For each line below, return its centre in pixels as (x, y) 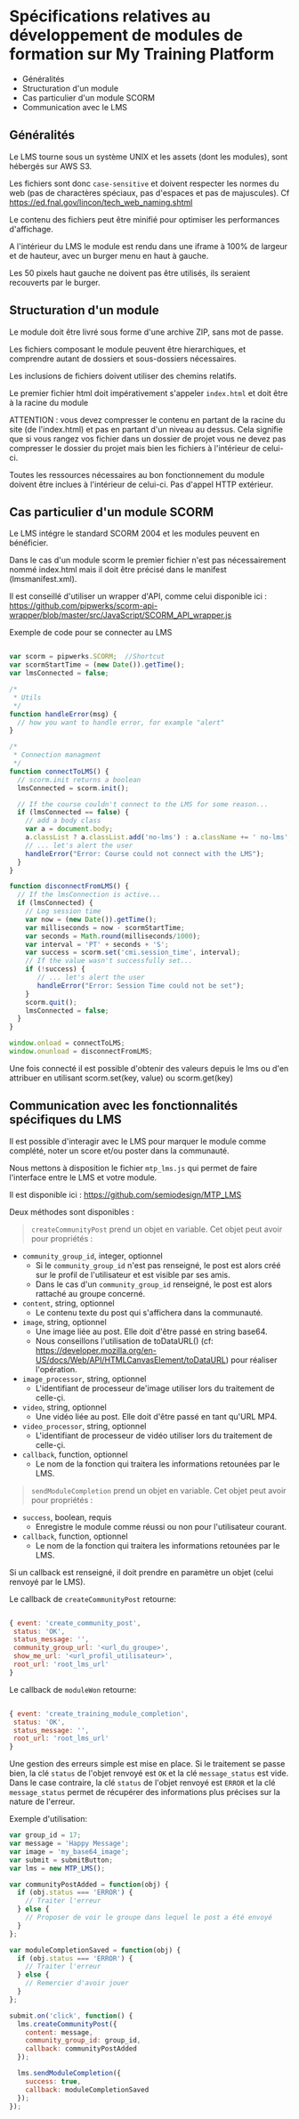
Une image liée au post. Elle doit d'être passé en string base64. (152, 1331)
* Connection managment (57, 755)
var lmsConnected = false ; (59, 674)
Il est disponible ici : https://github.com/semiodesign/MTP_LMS (125, 1194)
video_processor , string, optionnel (84, 1426)
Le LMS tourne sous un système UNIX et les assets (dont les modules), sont (149, 157)
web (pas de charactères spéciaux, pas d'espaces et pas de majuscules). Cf (149, 192)
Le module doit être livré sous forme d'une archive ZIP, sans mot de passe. (146, 332)
